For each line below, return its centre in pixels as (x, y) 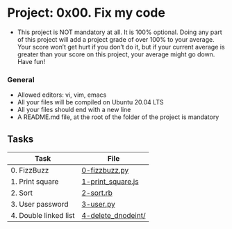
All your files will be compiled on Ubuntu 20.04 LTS (91, 102)
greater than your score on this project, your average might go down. (116, 54)
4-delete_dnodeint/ (114, 216)
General (21, 79)
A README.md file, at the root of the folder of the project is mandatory (118, 117)
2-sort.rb (97, 193)
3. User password (40, 205)
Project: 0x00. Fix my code (86, 13)
